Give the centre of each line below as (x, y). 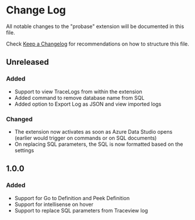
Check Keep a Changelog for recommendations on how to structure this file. (98, 44)
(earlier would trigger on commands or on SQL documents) (86, 138)
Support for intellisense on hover (54, 204)
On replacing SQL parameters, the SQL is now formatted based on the (99, 144)
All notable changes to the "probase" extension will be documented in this (95, 26)
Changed (20, 119)
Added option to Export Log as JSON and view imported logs (88, 104)
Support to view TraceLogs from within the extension (78, 92)
